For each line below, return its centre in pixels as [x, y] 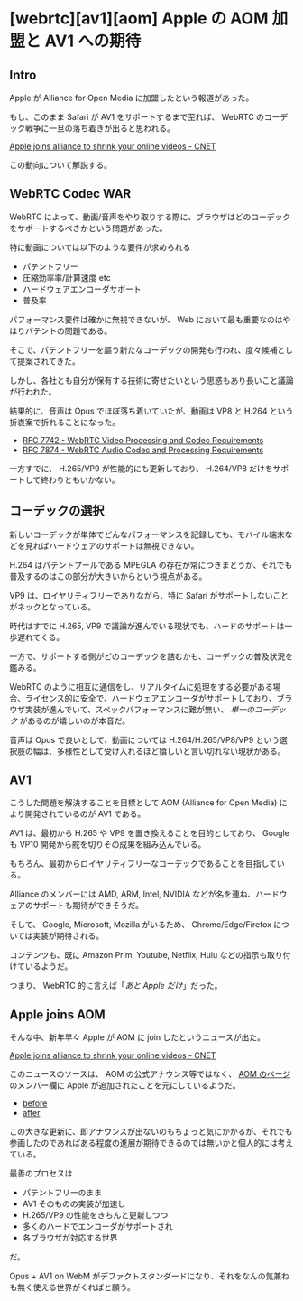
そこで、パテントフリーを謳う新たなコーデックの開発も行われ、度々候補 [143, 349]
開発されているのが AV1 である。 [85, 814]
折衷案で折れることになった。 [64, 422]
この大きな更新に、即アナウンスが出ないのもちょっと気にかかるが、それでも [151, 1132]
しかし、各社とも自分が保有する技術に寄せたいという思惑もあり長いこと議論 [151, 380]
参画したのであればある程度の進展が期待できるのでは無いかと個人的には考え [151, 1143]
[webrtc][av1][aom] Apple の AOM [139, 19]
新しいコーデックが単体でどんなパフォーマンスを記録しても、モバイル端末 [147, 534]
